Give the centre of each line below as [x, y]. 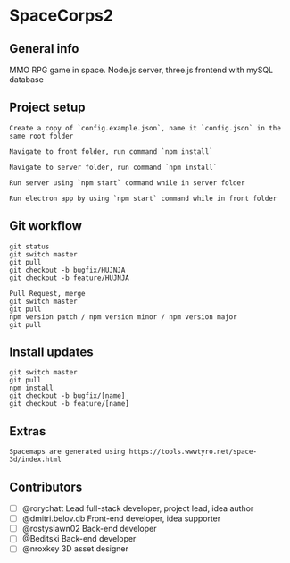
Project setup [48, 108]
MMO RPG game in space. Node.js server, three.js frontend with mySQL [141, 70]
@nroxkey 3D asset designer [75, 549]
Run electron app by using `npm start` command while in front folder [143, 198]
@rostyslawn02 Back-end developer [89, 529]
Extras [28, 431]
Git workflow [46, 226]
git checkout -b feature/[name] [69, 404]
